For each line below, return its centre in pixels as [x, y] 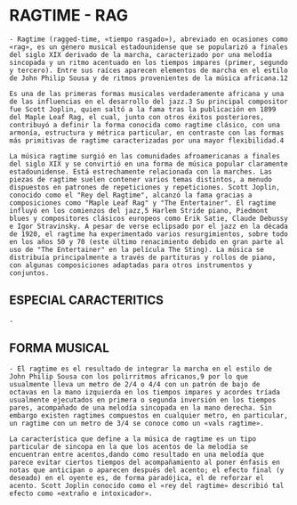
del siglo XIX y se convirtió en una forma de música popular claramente [149, 164]
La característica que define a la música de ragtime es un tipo [132, 439]
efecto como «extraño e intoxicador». [81, 493]
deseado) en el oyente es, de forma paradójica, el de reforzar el [137, 477]
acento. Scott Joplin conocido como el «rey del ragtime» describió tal [147, 485]
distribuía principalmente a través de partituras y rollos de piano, [143, 257]
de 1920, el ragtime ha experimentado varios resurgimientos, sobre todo [149, 234]
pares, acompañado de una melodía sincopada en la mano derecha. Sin [141, 407]
